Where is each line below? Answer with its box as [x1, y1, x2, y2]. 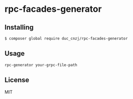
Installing [4, 23, 34, 32]
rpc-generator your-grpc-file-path [4, 63, 78, 67]
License [4, 76, 29, 84]
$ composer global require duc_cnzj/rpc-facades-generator [4, 36, 128, 41]
